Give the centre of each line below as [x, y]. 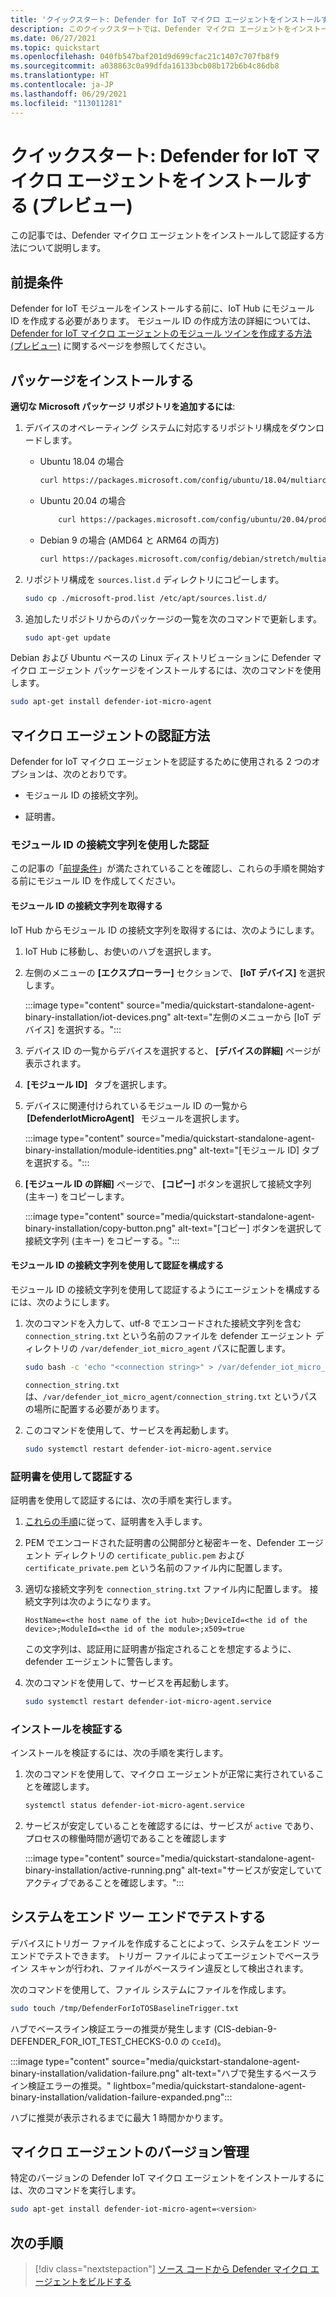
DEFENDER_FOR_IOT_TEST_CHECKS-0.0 [94, 2041]
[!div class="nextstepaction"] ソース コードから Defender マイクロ [171, 2269]
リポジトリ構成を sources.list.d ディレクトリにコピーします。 [154, 579]
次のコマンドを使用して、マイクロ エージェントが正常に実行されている [170, 1774]
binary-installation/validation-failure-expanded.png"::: [121, 2097]
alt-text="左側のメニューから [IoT [241, 1017]
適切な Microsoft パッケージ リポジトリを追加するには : [123, 407]
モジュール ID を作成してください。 [108, 881]
